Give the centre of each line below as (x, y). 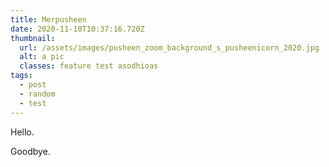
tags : (21, 76)
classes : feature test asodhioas (89, 66)
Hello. (22, 132)
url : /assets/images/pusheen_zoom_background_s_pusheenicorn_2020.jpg (169, 47)
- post (33, 85)
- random (37, 94)
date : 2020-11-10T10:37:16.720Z (77, 29)
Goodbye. (30, 151)
